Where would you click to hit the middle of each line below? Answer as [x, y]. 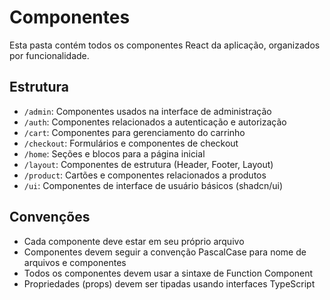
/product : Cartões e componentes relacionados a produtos [145, 175]
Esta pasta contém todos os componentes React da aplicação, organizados [165, 45]
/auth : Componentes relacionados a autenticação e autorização [155, 122]
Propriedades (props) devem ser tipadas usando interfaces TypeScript [169, 283]
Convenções [50, 217]
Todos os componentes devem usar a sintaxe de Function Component [168, 273]
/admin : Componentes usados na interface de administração [147, 111]
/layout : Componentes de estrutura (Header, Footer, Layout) [148, 164]
